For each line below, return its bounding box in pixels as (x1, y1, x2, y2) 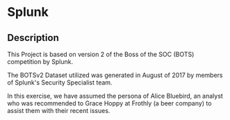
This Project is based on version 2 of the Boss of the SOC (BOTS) (7, 50, 195, 58)
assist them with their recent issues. (7, 107, 110, 114)
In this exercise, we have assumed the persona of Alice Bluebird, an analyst (7, 92, 224, 100)
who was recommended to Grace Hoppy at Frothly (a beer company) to (7, 99, 212, 108)
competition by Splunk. (7, 58, 74, 66)
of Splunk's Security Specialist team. (7, 78, 113, 87)
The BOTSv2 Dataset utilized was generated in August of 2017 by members (7, 71, 224, 79)
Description (7, 32, 59, 44)
